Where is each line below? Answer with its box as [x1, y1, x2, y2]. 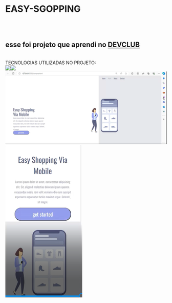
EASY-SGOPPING [5, 3, 81, 15]
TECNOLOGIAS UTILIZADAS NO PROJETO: [5, 60, 96, 66]
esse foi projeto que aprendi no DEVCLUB [5, 41, 140, 49]
